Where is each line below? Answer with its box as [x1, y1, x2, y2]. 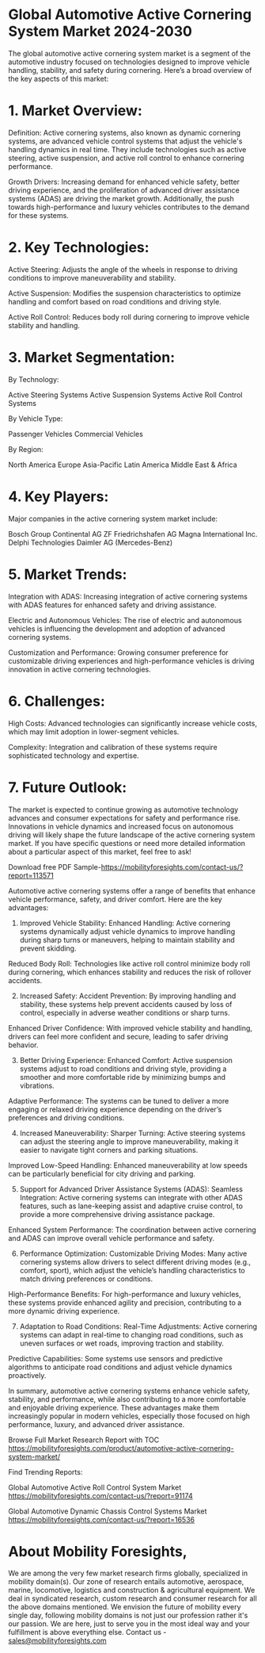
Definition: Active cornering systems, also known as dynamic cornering [8, 128, 241, 137]
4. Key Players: [8, 488, 109, 505]
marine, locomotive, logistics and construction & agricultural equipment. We [8, 1586, 256, 1595]
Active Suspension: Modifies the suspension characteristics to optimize [8, 288, 241, 298]
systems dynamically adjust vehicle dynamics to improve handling [19, 926, 236, 936]
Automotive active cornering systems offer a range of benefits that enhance [8, 886, 256, 895]
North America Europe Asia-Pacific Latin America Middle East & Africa [8, 460, 237, 469]
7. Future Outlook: [8, 779, 127, 796]
